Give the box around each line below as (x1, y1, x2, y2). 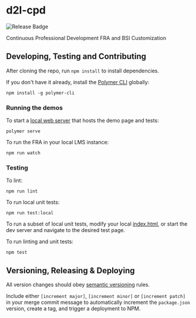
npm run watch (6, 150, 41, 156)
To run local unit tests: (6, 198, 60, 206)
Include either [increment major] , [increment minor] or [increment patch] (6, 293, 186, 300)
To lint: (6, 177, 22, 184)
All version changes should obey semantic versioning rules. (6, 281, 150, 289)
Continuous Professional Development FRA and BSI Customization (6, 34, 167, 41)
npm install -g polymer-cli (6, 90, 75, 96)
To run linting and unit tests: (6, 238, 73, 245)
